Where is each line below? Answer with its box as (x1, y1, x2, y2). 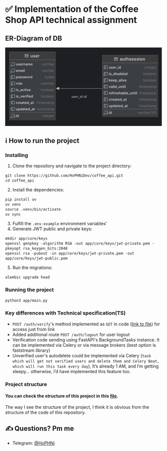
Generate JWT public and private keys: (12, 226, 93, 232)
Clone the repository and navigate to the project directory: (12, 163, 132, 169)
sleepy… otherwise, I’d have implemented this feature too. (12, 368, 131, 374)
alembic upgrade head (5, 275, 50, 280)
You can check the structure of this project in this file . (5, 393, 118, 399)
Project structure (5, 381, 47, 387)
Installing (5, 151, 28, 158)
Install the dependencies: (12, 187, 65, 193)
